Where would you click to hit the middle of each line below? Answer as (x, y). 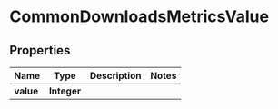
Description (115, 76)
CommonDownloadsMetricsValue (139, 17)
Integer (65, 91)
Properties (40, 50)
